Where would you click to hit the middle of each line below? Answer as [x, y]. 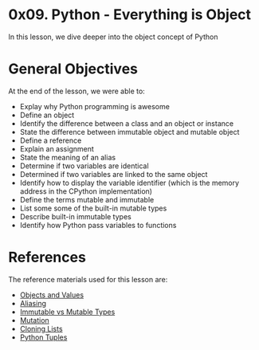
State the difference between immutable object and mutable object [129, 132]
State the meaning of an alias [68, 157]
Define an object [47, 115]
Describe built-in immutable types [75, 216]
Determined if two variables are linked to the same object [114, 174]
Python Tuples [43, 337]
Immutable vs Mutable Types [67, 312]
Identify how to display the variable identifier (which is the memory [129, 183]
